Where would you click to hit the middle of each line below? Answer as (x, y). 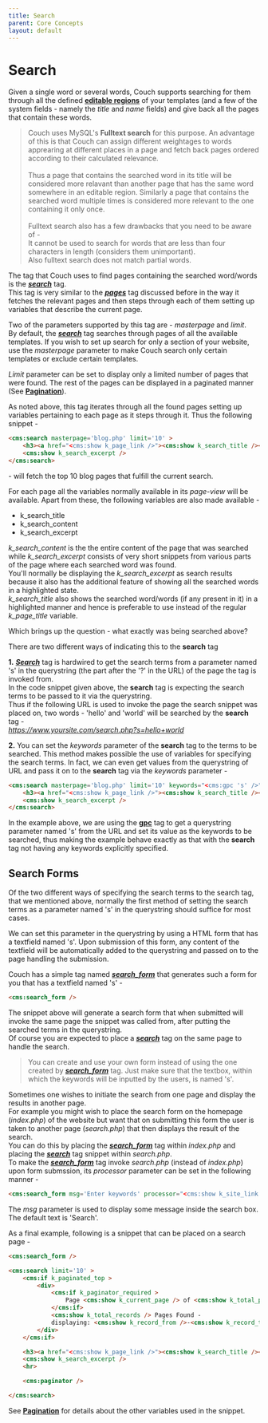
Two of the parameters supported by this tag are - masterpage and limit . (128, 325)
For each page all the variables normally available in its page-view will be (128, 491)
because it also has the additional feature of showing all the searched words (134, 581)
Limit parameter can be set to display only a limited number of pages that (128, 374)
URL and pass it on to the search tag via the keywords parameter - (118, 770)
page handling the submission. (59, 959)
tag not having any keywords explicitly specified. (89, 848)
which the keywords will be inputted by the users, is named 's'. (131, 1079)
